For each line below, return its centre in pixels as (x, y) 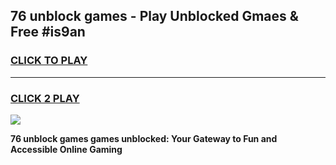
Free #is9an (48, 32)
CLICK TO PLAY (49, 61)
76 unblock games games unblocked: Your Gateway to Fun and (144, 138)
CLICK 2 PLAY (45, 98)
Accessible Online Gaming (66, 149)
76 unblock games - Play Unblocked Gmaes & (154, 16)
